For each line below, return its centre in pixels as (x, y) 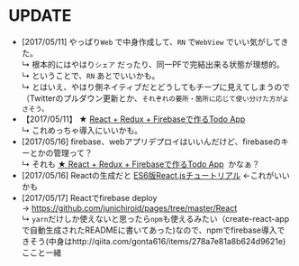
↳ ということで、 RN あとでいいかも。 (91, 75)
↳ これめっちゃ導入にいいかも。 (82, 130)
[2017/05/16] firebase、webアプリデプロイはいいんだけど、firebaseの (151, 142)
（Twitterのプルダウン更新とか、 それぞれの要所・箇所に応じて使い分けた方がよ (155, 98)
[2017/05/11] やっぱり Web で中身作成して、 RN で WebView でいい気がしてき (155, 41)
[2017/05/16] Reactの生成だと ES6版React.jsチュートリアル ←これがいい (155, 175)
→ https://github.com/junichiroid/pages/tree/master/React (129, 207)
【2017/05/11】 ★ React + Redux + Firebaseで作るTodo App (133, 119)
